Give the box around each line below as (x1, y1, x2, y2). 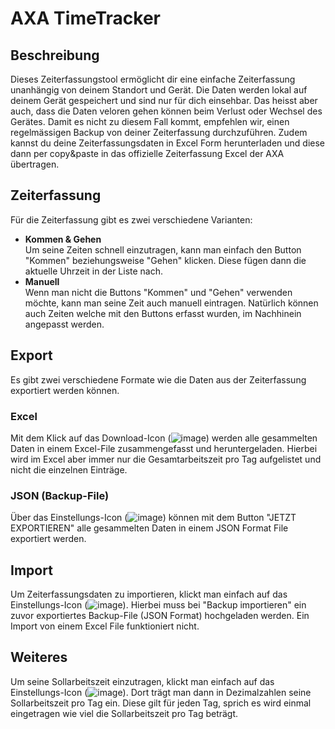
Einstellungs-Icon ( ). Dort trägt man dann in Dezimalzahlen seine (10, 686, 312, 698)
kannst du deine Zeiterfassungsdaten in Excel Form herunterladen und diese (10, 137, 326, 149)
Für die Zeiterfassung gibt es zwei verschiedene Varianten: (10, 213, 253, 226)
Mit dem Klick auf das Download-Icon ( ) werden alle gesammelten (10, 432, 318, 444)
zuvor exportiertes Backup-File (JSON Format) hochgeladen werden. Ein (10, 610, 310, 622)
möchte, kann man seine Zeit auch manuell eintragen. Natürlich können (24, 297, 319, 309)
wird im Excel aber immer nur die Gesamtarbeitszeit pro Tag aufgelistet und (10, 453, 322, 465)
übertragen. (10, 158, 60, 170)
